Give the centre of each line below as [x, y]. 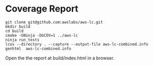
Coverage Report [42, 9]
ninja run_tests [22, 40]
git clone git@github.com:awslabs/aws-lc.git [54, 22]
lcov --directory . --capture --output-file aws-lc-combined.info [77, 44]
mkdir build [18, 26]
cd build [14, 31]
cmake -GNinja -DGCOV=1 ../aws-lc [42, 35]
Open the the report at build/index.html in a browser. [60, 58]
